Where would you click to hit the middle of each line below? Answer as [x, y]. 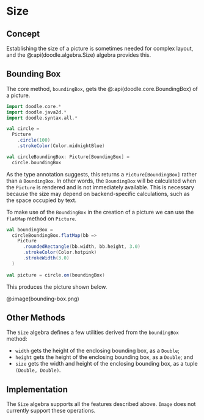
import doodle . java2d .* [37, 112]
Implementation [37, 389]
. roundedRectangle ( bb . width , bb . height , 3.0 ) [81, 247]
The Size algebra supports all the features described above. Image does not [101, 404]
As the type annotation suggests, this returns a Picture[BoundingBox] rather [102, 174]
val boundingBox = [30, 230]
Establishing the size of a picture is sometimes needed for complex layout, [100, 48]
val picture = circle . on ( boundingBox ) [56, 275]
